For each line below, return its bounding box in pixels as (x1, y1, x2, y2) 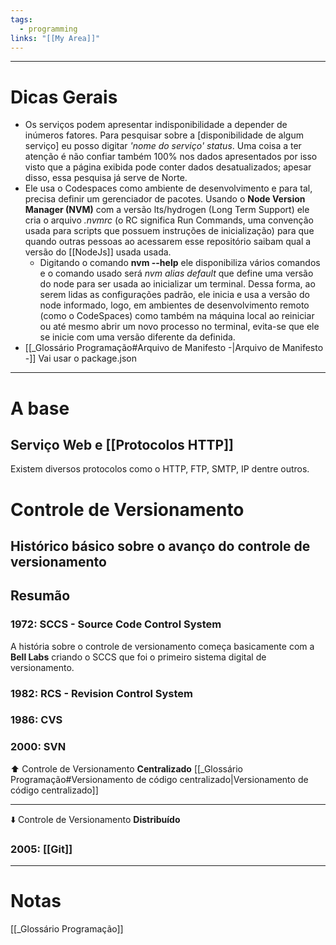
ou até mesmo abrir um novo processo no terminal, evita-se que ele (39, 321, 320, 333)
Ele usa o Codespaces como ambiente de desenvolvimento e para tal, (24, 182, 313, 195)
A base (10, 397, 70, 420)
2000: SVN (10, 740, 67, 754)
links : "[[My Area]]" (10, 33, 101, 43)
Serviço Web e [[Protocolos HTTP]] (10, 436, 234, 453)
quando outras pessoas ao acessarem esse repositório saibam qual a (24, 236, 312, 248)
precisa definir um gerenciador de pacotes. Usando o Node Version (24, 193, 306, 205)
